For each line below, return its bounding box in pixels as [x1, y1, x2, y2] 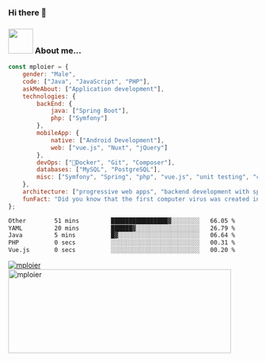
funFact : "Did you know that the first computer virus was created [22, 195, 249, 203]
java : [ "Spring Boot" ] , [50, 107, 129, 115]
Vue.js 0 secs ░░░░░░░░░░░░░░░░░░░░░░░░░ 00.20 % [8, 246, 236, 254]
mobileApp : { [36, 130, 80, 137]
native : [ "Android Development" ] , [50, 136, 165, 145]
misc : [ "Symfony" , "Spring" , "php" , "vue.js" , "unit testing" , [36, 173, 249, 181]
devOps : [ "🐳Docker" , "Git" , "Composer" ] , [36, 158, 176, 167]
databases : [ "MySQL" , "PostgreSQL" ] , [36, 166, 161, 174]
